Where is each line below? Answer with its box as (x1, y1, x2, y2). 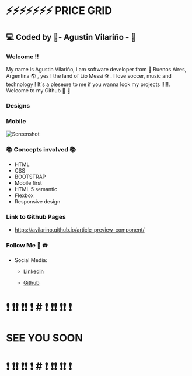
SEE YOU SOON (6, 332, 83, 345)
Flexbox (14, 192, 34, 199)
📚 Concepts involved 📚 (6, 146, 76, 154)
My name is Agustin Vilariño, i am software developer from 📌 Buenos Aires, (6, 65, 187, 73)
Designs (6, 101, 30, 109)
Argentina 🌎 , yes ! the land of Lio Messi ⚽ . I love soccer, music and (6, 72, 172, 79)
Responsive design (14, 198, 61, 205)
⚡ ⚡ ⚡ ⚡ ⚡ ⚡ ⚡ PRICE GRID (6, 4, 113, 18)
